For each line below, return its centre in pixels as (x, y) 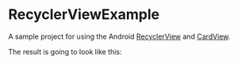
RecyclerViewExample (84, 15)
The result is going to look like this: (65, 51)
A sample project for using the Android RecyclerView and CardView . (119, 36)
